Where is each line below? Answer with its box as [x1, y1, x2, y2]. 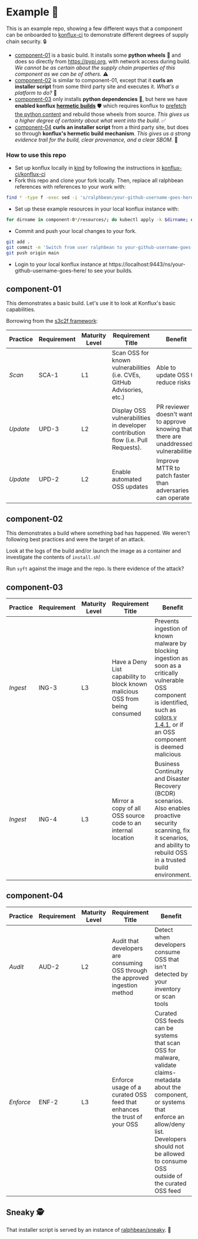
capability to [111, 672, 146, 681]
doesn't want [156, 410, 193, 419]
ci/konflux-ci [14, 171, 46, 178]
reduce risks [156, 379, 191, 387]
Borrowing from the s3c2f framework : [6, 318, 98, 325]
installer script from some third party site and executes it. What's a [14, 83, 179, 90]
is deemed [154, 743, 184, 751]
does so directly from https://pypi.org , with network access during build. [14, 57, 191, 64]
